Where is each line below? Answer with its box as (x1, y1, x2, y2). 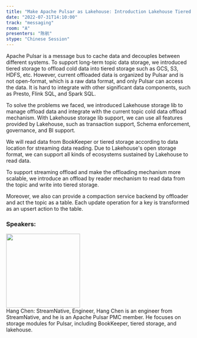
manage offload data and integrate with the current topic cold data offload (6, 108, 187, 115)
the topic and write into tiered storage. (6, 181, 99, 188)
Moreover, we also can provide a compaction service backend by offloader (6, 193, 189, 199)
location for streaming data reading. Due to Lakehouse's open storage (6, 144, 177, 152)
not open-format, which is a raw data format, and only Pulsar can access (6, 78, 183, 85)
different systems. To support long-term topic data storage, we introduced (6, 59, 187, 66)
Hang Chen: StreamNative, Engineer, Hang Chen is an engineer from (6, 307, 173, 314)
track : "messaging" (6, 20, 54, 25)
